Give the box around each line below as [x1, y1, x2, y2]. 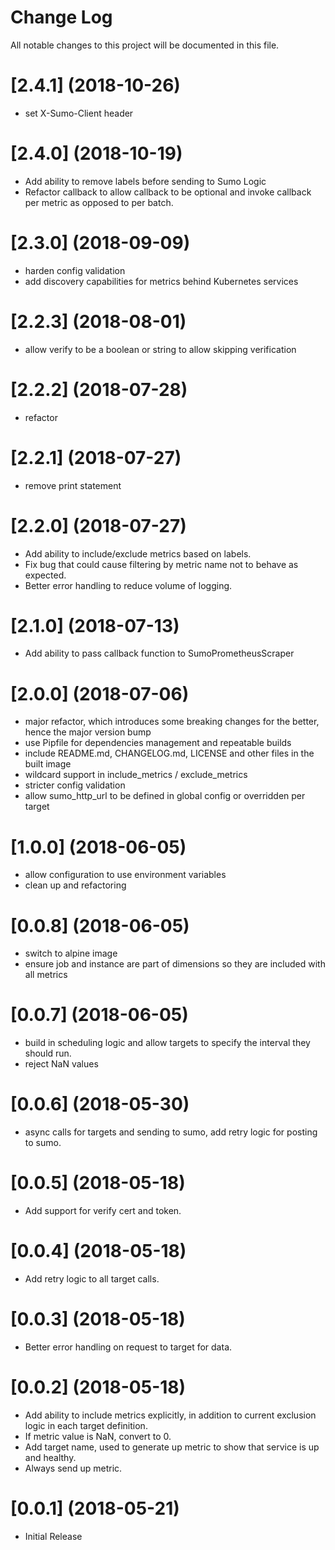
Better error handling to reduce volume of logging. [24, 579, 233, 591]
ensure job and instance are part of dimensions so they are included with [24, 958, 326, 970]
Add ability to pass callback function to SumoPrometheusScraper [24, 647, 295, 660]
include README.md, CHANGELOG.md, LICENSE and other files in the [24, 747, 315, 760]
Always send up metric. [24, 1462, 123, 1474]
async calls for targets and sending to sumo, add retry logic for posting [24, 1126, 318, 1138]
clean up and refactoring [24, 879, 127, 891]
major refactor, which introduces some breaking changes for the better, [24, 716, 320, 728]
